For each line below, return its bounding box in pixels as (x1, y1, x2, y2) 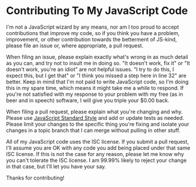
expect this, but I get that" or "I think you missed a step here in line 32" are (6, 72, 187, 79)
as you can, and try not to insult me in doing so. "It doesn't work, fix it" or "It (6, 60, 190, 67)
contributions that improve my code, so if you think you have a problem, (6, 29, 180, 36)
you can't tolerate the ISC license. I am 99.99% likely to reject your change (6, 157, 187, 164)
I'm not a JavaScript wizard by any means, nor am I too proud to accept (6, 23, 179, 30)
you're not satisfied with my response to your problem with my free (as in (6, 91, 183, 98)
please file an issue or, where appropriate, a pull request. (6, 42, 144, 49)
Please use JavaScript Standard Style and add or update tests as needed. (6, 114, 184, 121)
